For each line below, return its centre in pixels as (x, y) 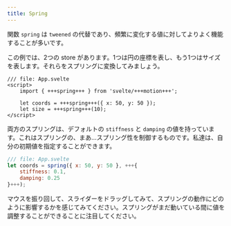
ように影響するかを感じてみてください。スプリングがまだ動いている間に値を (116, 207)
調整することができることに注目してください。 (74, 216)
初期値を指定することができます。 (67, 146)
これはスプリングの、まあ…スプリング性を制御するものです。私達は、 (118, 137)
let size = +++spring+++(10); (63, 109)
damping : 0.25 (40, 178)
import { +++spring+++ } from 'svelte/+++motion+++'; (99, 91)
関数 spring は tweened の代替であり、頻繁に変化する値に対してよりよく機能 (115, 34)
